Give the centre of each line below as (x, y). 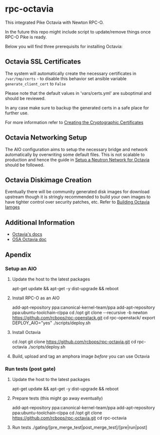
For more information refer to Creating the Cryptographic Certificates (74, 122)
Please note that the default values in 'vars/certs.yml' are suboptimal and (78, 93)
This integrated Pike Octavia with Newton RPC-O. (54, 22)
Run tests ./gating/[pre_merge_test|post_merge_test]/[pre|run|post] (80, 427)
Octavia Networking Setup (46, 138)
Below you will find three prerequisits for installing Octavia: (64, 46)
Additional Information (40, 222)
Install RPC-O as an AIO (36, 298)
